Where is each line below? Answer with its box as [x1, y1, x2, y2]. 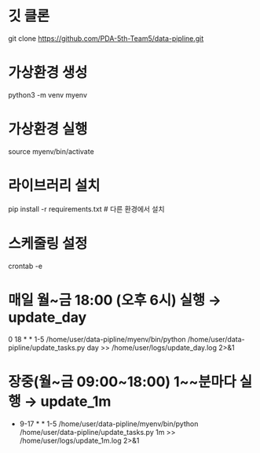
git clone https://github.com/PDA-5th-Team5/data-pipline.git [8, 33, 204, 43]
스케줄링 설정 [8, 234, 88, 252]
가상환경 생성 [8, 64, 88, 82]
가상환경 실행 [8, 120, 88, 138]
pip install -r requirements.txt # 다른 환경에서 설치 [8, 204, 165, 213]
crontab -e [8, 261, 43, 271]
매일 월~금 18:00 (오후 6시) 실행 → [8, 291, 222, 309]
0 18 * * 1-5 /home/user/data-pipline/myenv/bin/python [8, 334, 186, 344]
